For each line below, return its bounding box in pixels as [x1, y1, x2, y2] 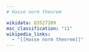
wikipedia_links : [6, 31, 51, 37]
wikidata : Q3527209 [6, 19, 56, 26]
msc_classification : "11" [6, 25, 72, 31]
